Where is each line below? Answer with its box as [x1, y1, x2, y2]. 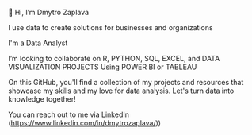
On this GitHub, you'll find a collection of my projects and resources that [8, 78, 244, 87]
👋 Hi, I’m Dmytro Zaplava [8, 8, 90, 17]
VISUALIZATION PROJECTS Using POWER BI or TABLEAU [8, 62, 197, 71]
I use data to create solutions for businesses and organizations [8, 23, 213, 32]
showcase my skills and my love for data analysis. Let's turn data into [8, 86, 235, 95]
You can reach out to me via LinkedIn [8, 110, 129, 119]
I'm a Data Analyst [8, 38, 68, 48]
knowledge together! [8, 94, 77, 103]
